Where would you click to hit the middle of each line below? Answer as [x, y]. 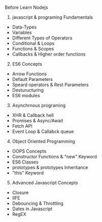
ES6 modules [26, 95]
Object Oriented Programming [44, 141]
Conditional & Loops [33, 43]
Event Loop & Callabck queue [43, 131]
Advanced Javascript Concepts [45, 183]
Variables [22, 32]
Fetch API [22, 126]
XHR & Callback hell [33, 115]
